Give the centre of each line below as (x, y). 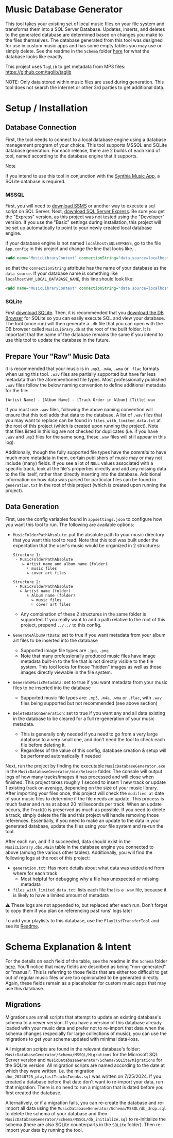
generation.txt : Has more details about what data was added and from (89, 868)
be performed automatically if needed (61, 756)
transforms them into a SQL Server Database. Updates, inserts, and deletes (85, 29)
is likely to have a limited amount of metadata (61, 895)
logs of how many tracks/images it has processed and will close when (80, 777)
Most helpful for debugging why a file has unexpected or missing (89, 879)
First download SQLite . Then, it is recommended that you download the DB (84, 313)
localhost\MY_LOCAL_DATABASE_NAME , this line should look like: (70, 279)
